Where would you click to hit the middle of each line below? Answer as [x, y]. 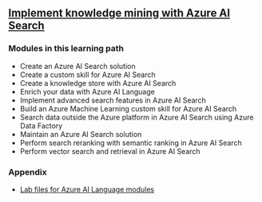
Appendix [28, 172]
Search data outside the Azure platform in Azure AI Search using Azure [137, 117]
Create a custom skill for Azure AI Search [87, 75]
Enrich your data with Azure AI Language [87, 91]
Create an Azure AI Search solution [77, 66]
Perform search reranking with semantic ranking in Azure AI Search [131, 143]
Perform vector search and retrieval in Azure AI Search [110, 151]
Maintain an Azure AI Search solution [81, 134]
